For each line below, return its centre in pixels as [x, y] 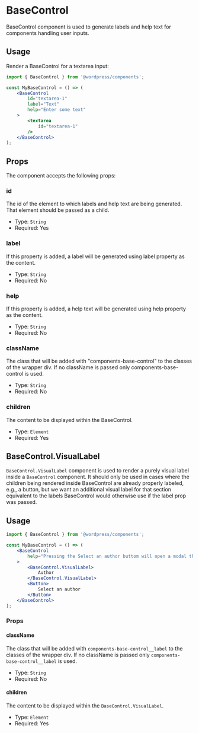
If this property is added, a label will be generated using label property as [95, 256]
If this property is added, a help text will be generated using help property [96, 309]
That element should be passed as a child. [58, 210]
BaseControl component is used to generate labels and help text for [89, 27]
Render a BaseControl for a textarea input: [57, 66]
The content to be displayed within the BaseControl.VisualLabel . [85, 705]
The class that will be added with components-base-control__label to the [94, 648]
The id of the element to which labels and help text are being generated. [94, 204]
